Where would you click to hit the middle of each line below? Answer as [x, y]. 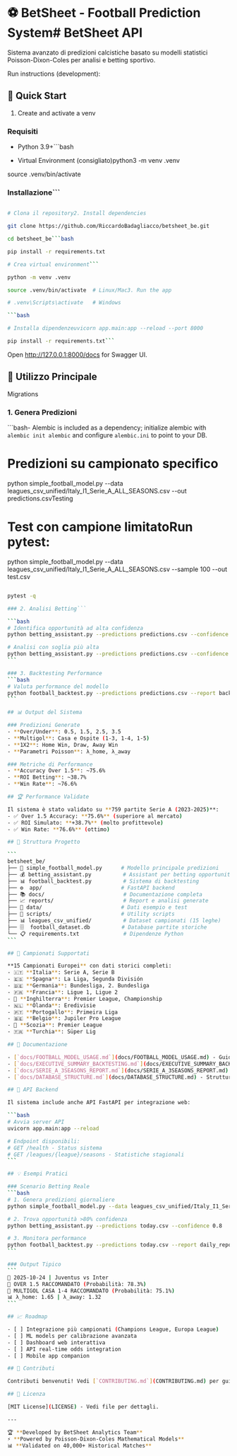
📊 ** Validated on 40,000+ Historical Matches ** [79, 1445]
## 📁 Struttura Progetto [44, 842]
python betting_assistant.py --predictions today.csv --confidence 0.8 [115, 1226]
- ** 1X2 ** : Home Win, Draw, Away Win [63, 745]
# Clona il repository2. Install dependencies [77, 213]
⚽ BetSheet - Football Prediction [104, 13]
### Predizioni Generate [44, 726]
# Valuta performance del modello [58, 687]
